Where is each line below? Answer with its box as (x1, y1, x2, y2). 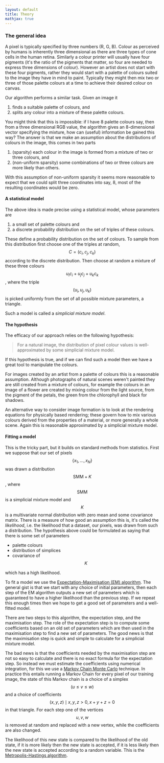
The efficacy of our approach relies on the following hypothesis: (5, 332, 135, 338)
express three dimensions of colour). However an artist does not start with (5, 64, 155, 70)
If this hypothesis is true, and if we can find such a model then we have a (5, 357, 152, 363)
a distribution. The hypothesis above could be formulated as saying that (5, 528, 150, 533)
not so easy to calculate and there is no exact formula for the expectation (5, 655, 153, 661)
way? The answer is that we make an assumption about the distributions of (5, 134, 156, 140)
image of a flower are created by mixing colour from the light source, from (5, 387, 155, 393)
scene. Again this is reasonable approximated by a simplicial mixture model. (5, 422, 158, 428)
